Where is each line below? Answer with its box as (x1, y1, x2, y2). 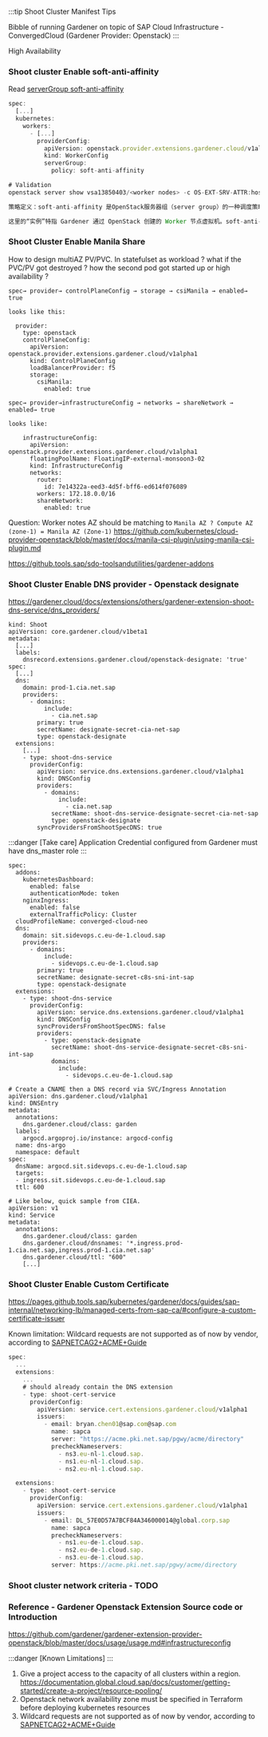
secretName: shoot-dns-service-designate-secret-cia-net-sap (50, 810, 259, 818)
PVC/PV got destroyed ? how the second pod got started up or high (8, 263, 231, 273)
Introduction (8, 1611, 57, 1622)
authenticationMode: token (29, 890, 120, 898)
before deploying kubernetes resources (19, 1703, 151, 1713)
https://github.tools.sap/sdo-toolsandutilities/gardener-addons (8, 559, 215, 568)
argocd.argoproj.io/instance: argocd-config (22, 1134, 173, 1142)
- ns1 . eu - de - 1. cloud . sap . (58, 1539, 145, 1547)
